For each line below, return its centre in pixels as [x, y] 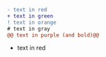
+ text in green [30, 16]
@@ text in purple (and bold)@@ [53, 35]
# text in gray [29, 28]
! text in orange [32, 22]
